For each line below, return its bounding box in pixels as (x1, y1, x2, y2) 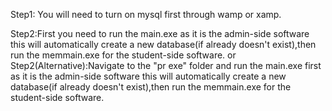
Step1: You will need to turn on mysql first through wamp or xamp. (10, 9, 282, 20)
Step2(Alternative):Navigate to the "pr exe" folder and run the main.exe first (10, 60, 322, 71)
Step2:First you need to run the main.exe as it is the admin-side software (10, 28, 310, 39)
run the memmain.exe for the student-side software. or (10, 49, 237, 61)
